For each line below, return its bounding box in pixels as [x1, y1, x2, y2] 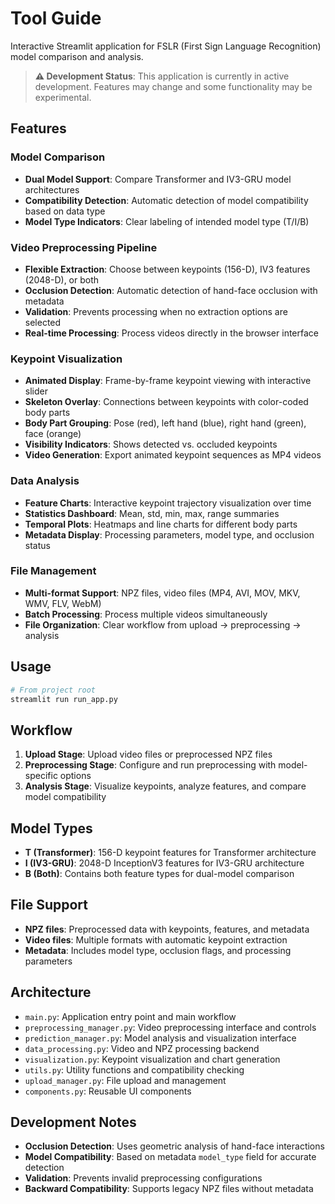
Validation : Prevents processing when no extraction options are [24, 305, 288, 317]
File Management [10, 564, 97, 578]
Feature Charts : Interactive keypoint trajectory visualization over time [24, 497, 312, 509]
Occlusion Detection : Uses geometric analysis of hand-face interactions [24, 1140, 325, 1152]
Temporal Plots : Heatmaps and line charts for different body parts [24, 518, 298, 530]
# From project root [10, 685, 97, 695]
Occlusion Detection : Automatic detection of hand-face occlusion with [24, 284, 318, 296]
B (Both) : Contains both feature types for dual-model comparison [24, 868, 295, 879]
